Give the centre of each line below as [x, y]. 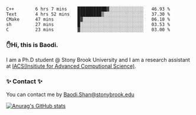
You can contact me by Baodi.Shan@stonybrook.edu [70, 94]
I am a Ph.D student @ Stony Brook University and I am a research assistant [98, 60]
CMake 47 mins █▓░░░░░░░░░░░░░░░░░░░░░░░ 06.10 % [88, 19]
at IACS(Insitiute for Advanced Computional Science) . [71, 66]
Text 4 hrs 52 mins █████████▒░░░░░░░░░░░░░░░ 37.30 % [88, 14]
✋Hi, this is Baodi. [32, 45]
